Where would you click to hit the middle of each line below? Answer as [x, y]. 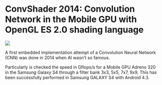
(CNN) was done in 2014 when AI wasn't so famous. [58, 58]
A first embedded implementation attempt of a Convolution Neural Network [81, 52]
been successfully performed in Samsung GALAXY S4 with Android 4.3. [77, 77]
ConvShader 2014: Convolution [70, 9]
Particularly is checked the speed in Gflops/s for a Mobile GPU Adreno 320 [81, 67]
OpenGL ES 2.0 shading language [74, 30]
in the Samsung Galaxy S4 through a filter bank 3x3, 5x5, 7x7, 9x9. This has [81, 72]
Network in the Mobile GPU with [71, 19]
